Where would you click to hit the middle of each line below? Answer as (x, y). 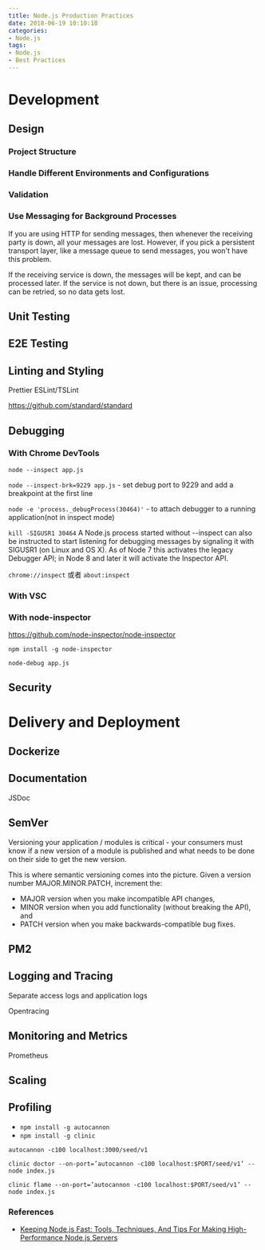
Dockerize (34, 751)
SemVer (28, 823)
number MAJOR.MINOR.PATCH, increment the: (85, 883)
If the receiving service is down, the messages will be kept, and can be (125, 274)
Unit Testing (39, 316)
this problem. (30, 259)
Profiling (30, 1107)
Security (30, 688)
